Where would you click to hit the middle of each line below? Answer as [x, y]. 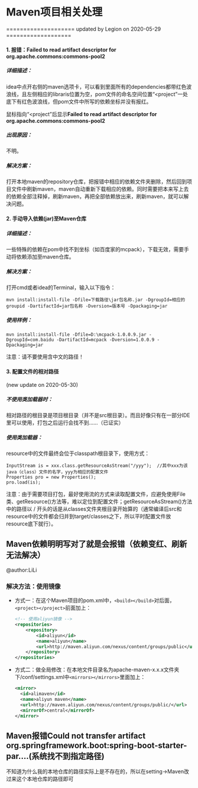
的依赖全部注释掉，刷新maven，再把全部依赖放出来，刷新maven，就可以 [95, 197]
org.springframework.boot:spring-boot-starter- [97, 745]
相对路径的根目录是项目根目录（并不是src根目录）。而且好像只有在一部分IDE [98, 415]
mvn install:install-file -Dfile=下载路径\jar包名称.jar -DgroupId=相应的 [96, 300]
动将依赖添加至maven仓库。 [40, 257]
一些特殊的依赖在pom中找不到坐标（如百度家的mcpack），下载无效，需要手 [98, 249]
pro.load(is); [24, 483]
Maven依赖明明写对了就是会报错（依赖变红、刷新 [97, 544]
